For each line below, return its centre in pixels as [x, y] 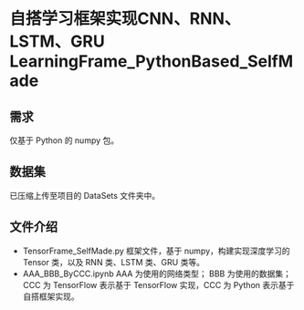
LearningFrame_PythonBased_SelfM [152, 62]
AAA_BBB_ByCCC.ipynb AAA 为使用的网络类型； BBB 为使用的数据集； [157, 274]
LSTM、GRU [57, 41]
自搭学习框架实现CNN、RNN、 [125, 19]
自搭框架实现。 [51, 296]
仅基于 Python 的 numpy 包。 [64, 140]
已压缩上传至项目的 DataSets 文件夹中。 [85, 195]
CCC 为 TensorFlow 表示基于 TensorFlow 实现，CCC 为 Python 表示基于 [158, 284]
